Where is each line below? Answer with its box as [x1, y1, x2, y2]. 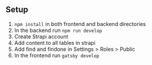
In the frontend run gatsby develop [14, 51, 100, 58]
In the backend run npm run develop [14, 27, 103, 34]
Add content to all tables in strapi [14, 39, 96, 46]
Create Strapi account [14, 32, 69, 40]
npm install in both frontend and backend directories [14, 20, 146, 27]
